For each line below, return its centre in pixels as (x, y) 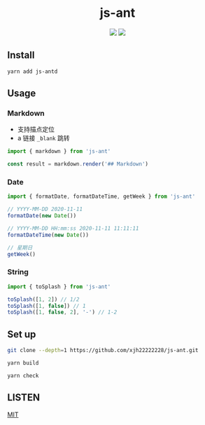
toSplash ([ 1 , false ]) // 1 (47, 306)
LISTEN (24, 398)
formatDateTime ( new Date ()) (48, 235)
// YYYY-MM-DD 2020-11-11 (45, 209)
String (18, 272)
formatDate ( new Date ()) (42, 216)
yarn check (23, 376)
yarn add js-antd (33, 72)
